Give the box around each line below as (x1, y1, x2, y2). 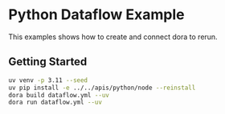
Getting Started (8, 55, 88, 69)
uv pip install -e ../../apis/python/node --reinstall (8, 84, 196, 92)
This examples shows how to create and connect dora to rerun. (8, 32, 219, 41)
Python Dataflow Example (8, 6, 185, 24)
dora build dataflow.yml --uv (8, 91, 110, 99)
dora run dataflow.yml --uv (8, 98, 103, 107)
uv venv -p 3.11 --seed (8, 76, 88, 85)
